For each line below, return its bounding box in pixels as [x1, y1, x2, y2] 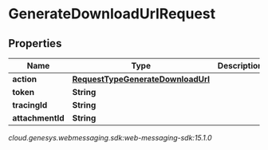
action [12, 73, 37, 85]
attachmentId [12, 112, 65, 124]
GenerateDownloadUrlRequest [8, 5, 216, 23]
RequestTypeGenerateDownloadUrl [72, 73, 210, 85]
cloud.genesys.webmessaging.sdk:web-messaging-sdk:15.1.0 [8, 133, 213, 142]
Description [217, 61, 263, 71]
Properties [8, 37, 62, 50]
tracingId [12, 100, 48, 110]
